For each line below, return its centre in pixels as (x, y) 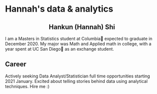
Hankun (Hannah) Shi (82, 27)
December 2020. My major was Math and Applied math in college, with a (78, 44)
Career (16, 64)
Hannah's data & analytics (59, 9)
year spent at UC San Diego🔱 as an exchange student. (60, 49)
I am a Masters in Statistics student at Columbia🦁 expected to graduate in (79, 38)
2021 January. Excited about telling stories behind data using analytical (76, 81)
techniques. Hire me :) (27, 86)
